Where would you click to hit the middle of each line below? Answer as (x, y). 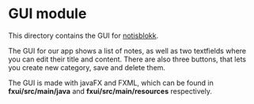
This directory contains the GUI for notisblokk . (83, 35)
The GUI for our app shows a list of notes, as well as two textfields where (127, 50)
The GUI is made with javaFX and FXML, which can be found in (111, 83)
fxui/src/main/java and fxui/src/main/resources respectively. (110, 91)
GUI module (47, 14)
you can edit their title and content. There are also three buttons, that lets (127, 59)
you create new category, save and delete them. (87, 67)
